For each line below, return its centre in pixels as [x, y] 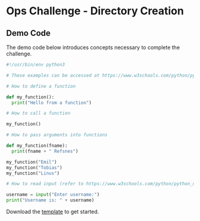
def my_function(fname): [37, 146]
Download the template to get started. [53, 211]
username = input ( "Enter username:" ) [53, 195]
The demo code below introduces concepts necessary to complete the [93, 47]
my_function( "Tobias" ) [34, 168]
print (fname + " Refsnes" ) [45, 151]
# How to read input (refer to [45, 184]
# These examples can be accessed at [53, 75]
